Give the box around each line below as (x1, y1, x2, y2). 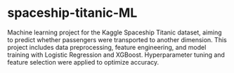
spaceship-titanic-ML (7, 5, 138, 21)
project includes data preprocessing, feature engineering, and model (7, 43, 207, 51)
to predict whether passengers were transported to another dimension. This (7, 35, 227, 44)
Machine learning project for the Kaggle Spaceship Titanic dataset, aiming (7, 28, 223, 36)
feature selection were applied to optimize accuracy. (7, 58, 160, 66)
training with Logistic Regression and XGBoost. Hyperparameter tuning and (7, 51, 225, 59)
